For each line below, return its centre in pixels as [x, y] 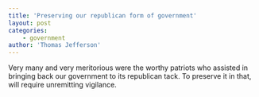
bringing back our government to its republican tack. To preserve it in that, [130, 76]
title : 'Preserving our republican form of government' [102, 16]
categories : [28, 30]
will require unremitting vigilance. [62, 85]
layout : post [30, 23]
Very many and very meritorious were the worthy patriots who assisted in [128, 68]
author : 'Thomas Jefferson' [55, 45]
